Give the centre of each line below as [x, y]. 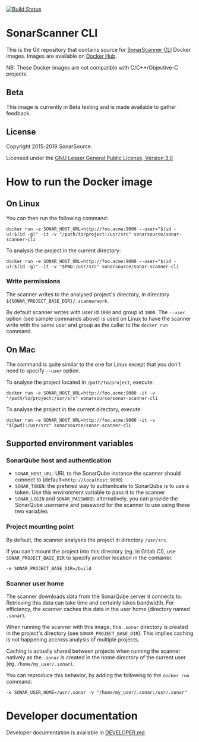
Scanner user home [35, 583]
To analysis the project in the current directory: [64, 251]
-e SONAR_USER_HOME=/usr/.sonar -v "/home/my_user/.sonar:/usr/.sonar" [97, 692]
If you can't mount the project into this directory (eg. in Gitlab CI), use [91, 551]
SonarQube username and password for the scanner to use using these [102, 505]
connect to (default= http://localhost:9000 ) [69, 480]
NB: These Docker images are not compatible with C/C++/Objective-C [92, 67]
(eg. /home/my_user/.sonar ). [40, 663]
